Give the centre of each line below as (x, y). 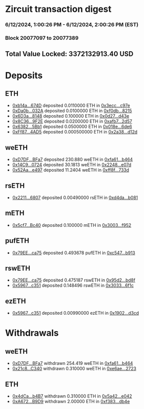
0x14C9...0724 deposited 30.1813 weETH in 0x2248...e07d (72, 165)
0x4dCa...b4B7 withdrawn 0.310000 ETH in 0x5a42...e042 (72, 396)
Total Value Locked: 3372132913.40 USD (69, 54)
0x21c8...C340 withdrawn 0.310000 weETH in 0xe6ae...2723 (74, 369)
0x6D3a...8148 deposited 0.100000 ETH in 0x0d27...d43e (71, 116)
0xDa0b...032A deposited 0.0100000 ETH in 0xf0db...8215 (72, 111)
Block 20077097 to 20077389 (42, 38)
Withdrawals (32, 333)
